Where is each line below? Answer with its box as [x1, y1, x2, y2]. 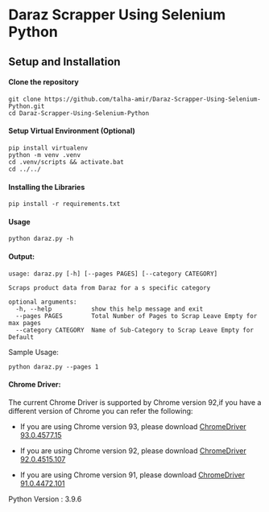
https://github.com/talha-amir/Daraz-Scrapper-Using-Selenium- [43, 95, 262, 103]
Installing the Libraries [8, 182, 85, 192]
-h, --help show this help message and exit [15, 304, 204, 313]
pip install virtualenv [8, 143, 89, 152]
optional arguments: [8, 298, 78, 306]
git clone [8, 95, 42, 103]
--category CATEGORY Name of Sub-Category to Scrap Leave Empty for [15, 326, 254, 334]
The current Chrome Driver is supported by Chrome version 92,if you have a [8, 397, 262, 407]
